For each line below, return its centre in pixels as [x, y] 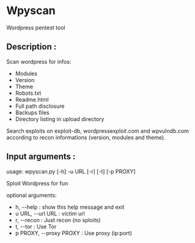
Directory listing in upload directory [60, 119]
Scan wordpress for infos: [39, 61]
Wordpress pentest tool [36, 28]
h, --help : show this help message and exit [70, 207]
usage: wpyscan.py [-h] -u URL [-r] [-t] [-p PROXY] [71, 171]
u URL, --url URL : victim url [50, 213]
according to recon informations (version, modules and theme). [86, 137]
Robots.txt [28, 93]
